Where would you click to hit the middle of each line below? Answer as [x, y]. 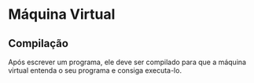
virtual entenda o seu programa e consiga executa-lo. [95, 70]
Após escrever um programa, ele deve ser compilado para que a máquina [127, 62]
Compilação [39, 43]
